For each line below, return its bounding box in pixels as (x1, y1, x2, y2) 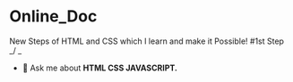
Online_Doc (9, 6, 98, 27)
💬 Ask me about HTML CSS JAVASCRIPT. (22, 62, 177, 73)
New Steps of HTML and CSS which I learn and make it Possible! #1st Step (9, 36, 285, 46)
